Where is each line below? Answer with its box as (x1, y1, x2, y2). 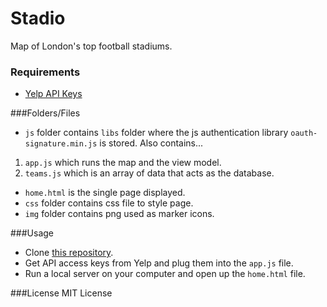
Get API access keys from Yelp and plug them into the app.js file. (24, 257, 294, 269)
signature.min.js (24, 139, 98, 149)
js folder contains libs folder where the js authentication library (24, 127, 289, 139)
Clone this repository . (24, 247, 114, 259)
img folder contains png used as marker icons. (24, 208, 215, 220)
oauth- (290, 128, 318, 139)
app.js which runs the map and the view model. (24, 157, 222, 169)
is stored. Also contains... (99, 137, 204, 149)
